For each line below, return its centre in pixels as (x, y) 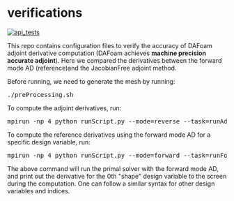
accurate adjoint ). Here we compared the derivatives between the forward (115, 60)
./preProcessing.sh (40, 95)
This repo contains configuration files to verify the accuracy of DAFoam (110, 45)
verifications (45, 13)
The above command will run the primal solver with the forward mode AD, (113, 168)
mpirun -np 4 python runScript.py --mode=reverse (94, 121)
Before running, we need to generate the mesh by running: (91, 81)
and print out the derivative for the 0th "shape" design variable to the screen (117, 176)
